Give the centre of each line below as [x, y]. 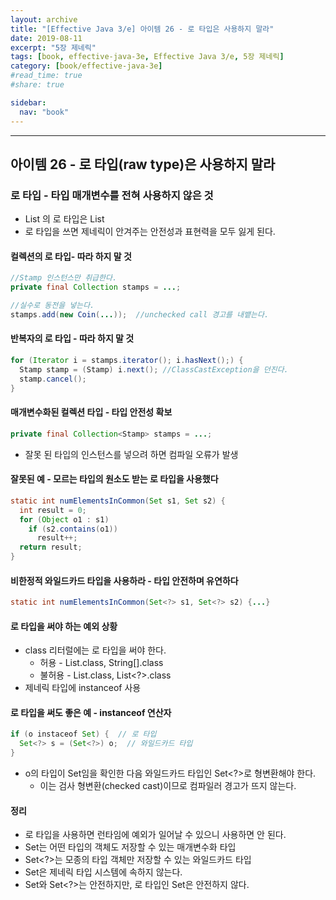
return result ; [51, 547]
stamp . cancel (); [53, 379]
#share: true [37, 85]
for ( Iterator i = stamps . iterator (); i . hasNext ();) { [127, 361]
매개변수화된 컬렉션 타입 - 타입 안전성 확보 [91, 412]
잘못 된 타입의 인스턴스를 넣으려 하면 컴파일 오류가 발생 [131, 454]
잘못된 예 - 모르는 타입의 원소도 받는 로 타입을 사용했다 [114, 479]
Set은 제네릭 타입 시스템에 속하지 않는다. [103, 872]
